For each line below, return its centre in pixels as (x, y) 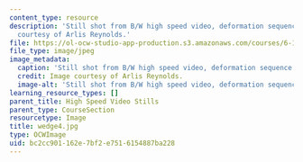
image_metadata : (40, 59)
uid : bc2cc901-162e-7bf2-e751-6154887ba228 (92, 143)
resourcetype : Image (48, 118)
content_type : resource (54, 18)
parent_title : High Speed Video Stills (84, 101)
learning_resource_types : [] (64, 93)
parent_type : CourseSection (62, 110)
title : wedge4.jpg (44, 127)
